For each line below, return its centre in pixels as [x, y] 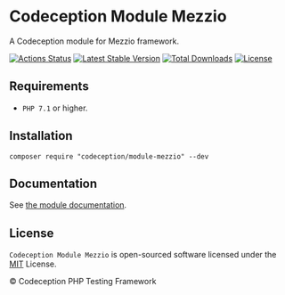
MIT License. [33, 264]
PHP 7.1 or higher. [55, 108]
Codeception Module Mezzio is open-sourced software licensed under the [143, 255]
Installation [41, 136]
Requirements [49, 86]
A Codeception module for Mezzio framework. [94, 41]
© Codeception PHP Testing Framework [83, 282]
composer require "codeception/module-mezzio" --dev [109, 156]
